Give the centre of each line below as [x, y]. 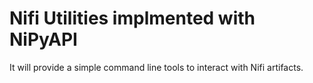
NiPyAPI [43, 39]
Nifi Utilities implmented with [132, 18]
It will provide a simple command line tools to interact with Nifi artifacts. [156, 67]
